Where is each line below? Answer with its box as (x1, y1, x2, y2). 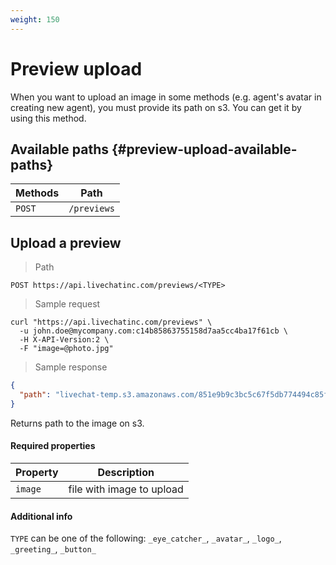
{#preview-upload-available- (111, 141, 298, 158)
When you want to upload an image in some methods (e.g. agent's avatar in (10, 91, 322, 103)
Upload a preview (10, 234, 122, 251)
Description (97, 466, 155, 480)
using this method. (10, 112, 87, 124)
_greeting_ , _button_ (10, 543, 97, 555)
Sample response (34, 361, 108, 373)
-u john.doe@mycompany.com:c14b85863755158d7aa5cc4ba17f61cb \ (19, 326, 288, 336)
